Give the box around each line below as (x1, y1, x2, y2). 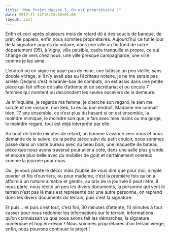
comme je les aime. (5, 58, 46, 64)
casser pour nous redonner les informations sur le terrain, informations (5, 210, 153, 216)
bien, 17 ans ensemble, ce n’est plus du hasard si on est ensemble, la (5, 110, 149, 116)
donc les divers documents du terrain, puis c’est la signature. (5, 194, 133, 201)
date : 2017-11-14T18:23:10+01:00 (5, 12, 76, 17)
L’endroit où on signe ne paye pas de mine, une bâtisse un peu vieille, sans (5, 68, 162, 74)
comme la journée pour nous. (5, 158, 67, 164)
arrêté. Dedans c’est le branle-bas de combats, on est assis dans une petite (5, 78, 163, 84)
